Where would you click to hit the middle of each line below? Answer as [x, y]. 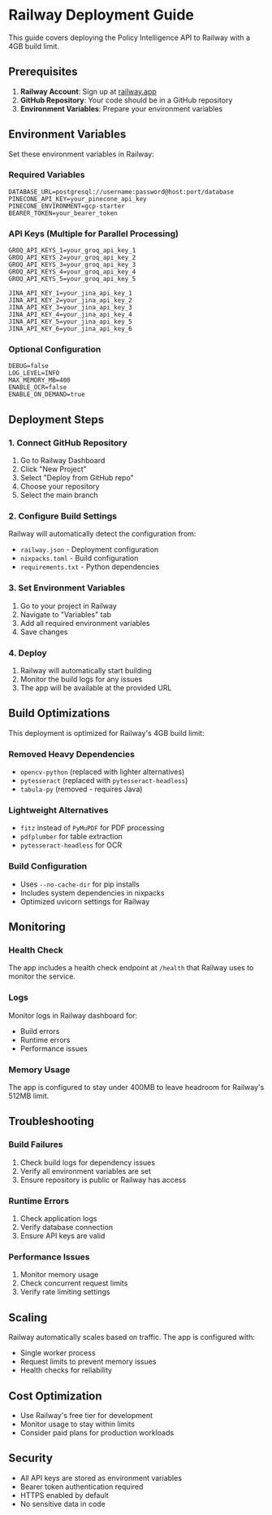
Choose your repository [60, 487]
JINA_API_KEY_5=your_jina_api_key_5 [70, 322]
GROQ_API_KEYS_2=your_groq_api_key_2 [72, 258]
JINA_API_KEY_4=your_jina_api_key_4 [70, 315]
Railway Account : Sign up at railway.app [88, 91]
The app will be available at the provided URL [96, 688]
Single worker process [58, 1353]
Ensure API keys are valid [63, 1236]
